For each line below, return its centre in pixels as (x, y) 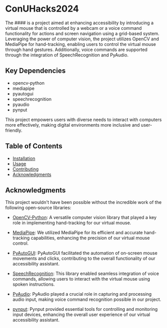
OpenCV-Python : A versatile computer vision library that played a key (85, 217)
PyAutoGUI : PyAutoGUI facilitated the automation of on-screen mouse (85, 253)
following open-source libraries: (38, 208)
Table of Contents (34, 146)
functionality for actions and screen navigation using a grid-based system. (82, 33)
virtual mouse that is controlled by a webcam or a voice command (73, 28)
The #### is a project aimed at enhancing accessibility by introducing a (79, 23)
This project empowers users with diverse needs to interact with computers (83, 120)
